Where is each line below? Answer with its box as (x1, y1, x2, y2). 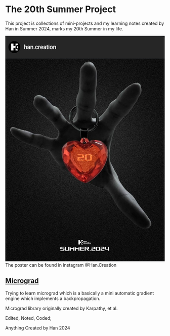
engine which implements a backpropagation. (5, 295, 101, 302)
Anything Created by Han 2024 (5, 325, 70, 331)
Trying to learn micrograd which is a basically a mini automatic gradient (5, 290, 154, 296)
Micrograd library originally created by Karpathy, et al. (5, 305, 118, 311)
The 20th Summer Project (5, 4, 116, 15)
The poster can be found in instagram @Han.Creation (5, 262, 117, 268)
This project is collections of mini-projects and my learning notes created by (5, 20, 164, 26)
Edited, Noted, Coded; (5, 315, 52, 321)
